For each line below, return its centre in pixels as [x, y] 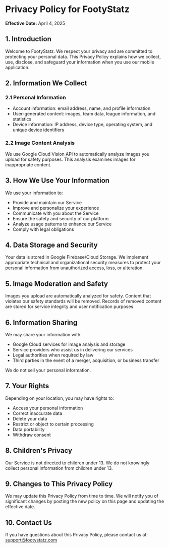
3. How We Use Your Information [58, 181]
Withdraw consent [32, 435]
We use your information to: [34, 193]
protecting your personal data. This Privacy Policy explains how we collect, [83, 56]
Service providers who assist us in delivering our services [72, 349]
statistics [22, 119]
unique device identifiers [38, 130]
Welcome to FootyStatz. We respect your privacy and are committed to [79, 51]
